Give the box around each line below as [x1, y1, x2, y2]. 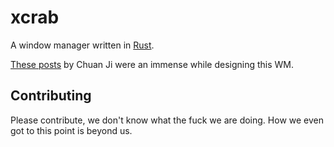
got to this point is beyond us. [10, 124, 133, 136]
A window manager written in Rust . [10, 39, 155, 51]
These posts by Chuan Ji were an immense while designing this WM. [10, 58, 295, 70]
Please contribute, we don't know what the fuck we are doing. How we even [10, 114, 324, 126]
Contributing [10, 87, 92, 105]
